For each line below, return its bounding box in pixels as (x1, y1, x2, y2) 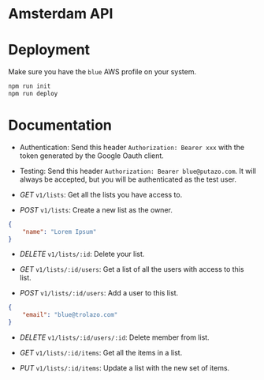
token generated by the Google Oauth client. (19, 151, 164, 160)
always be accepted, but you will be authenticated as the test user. (19, 175, 237, 184)
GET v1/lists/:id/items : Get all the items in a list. (19, 348, 183, 358)
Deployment (8, 41, 91, 59)
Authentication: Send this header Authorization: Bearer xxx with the (19, 142, 245, 152)
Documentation (8, 116, 113, 134)
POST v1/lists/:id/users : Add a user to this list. (19, 288, 179, 298)
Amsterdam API (8, 5, 113, 23)
